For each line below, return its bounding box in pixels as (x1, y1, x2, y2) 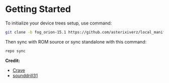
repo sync (5, 48, 26, 53)
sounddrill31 (12, 72, 38, 78)
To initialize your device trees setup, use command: (5, 20, 112, 26)
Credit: (5, 57, 20, 63)
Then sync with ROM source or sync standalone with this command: (5, 38, 147, 44)
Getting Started (5, 3, 71, 15)
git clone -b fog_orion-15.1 (5, 29, 66, 34)
